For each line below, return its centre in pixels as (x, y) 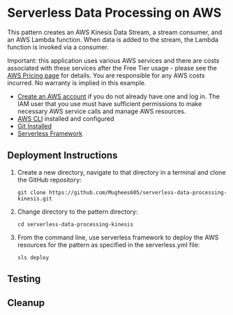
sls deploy (33, 257)
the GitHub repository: (49, 180)
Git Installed (35, 126)
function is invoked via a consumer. (58, 47)
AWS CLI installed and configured (66, 118)
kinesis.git (35, 198)
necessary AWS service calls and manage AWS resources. (102, 111)
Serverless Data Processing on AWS (114, 13)
